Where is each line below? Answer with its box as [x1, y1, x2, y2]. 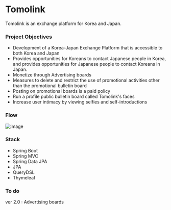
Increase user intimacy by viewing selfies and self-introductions [12, 99, 148, 105]
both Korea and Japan [12, 50, 60, 57]
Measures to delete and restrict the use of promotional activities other [12, 77, 160, 84]
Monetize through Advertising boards [12, 72, 92, 78]
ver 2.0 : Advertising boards [5, 199, 64, 205]
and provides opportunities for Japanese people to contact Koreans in [12, 61, 160, 67]
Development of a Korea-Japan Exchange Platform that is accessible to [12, 45, 163, 51]
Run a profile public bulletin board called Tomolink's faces [12, 93, 135, 100]
